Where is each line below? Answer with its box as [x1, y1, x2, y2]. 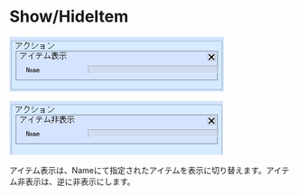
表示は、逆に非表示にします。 [24, 176, 135, 187]
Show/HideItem [9, 6, 129, 27]
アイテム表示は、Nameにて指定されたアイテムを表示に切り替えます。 [9, 164, 266, 175]
